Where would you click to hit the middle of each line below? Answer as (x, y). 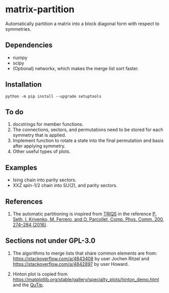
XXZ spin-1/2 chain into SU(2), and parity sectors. (65, 185)
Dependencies (29, 45)
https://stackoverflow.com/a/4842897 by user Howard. (71, 264)
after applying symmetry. (39, 146)
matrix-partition (40, 9)
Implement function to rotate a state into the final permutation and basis (88, 141)
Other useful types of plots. (41, 152)
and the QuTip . (28, 285)
